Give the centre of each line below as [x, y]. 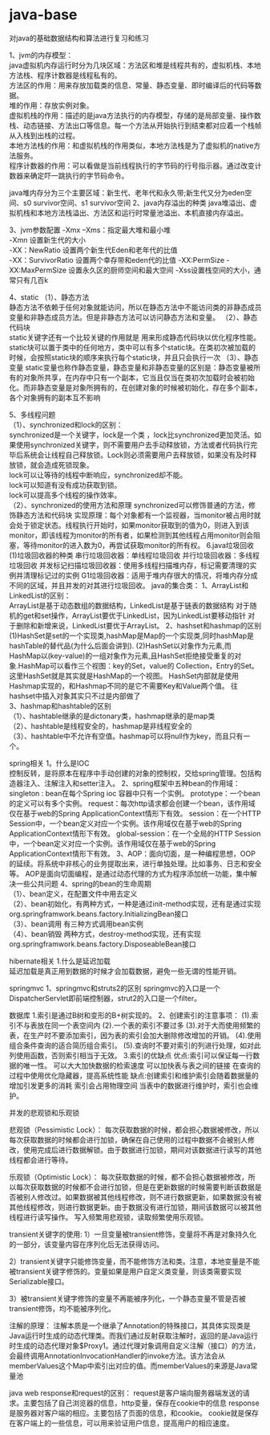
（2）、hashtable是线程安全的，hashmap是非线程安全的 [101, 726]
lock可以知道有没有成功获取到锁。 [65, 484]
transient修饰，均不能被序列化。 [62, 1308]
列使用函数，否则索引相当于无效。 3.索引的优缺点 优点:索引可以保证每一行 [131, 1055]
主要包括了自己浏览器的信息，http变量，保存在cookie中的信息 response [141, 1403]
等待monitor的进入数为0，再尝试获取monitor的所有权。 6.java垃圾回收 [139, 545]
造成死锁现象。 [69, 464]
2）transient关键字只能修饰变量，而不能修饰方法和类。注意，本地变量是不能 [135, 1261]
